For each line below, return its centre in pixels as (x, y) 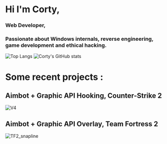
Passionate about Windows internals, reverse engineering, (79, 39)
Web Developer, (25, 25)
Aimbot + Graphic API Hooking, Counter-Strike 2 (83, 95)
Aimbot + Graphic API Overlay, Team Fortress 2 (82, 124)
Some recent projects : (54, 77)
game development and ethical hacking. (56, 45)
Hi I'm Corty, (33, 9)
